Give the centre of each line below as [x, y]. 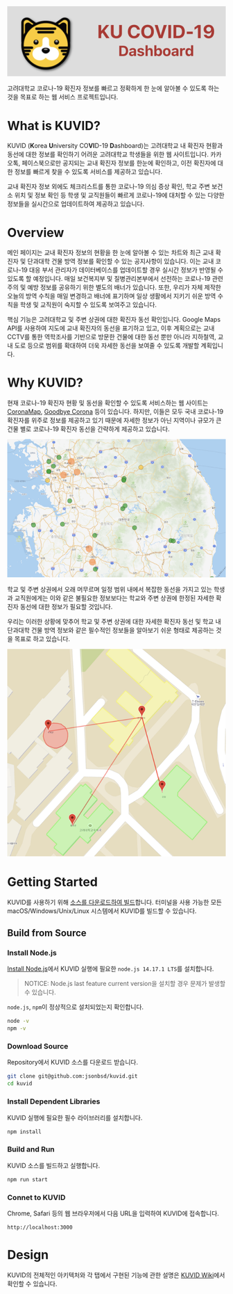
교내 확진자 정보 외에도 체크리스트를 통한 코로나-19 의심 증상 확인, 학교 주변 [109, 186]
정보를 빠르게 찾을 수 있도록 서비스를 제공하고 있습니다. [88, 172]
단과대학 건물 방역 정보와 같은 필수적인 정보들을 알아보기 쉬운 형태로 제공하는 [111, 630]
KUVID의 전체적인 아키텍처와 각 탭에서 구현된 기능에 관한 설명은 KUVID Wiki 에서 [116, 1275]
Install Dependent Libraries [54, 1101]
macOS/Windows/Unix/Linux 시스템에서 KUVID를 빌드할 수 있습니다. [102, 911]
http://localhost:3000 [40, 1227]
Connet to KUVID [36, 1197]
